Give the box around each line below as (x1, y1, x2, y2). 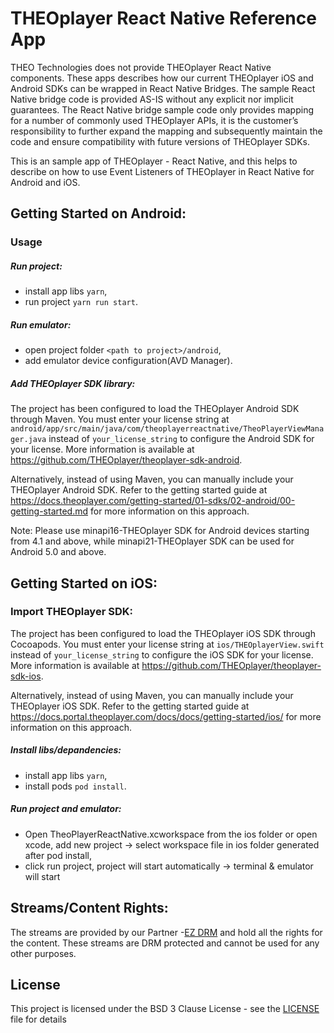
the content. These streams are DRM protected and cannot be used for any (10, 937, 320, 949)
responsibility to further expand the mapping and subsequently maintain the (10, 125, 323, 137)
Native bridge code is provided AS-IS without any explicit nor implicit (10, 93, 294, 105)
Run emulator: (10, 318, 72, 331)
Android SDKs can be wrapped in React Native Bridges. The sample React (10, 82, 316, 94)
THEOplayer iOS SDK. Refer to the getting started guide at (10, 700, 250, 712)
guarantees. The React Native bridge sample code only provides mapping (10, 103, 314, 116)
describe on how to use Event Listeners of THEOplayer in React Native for (10, 165, 315, 177)
